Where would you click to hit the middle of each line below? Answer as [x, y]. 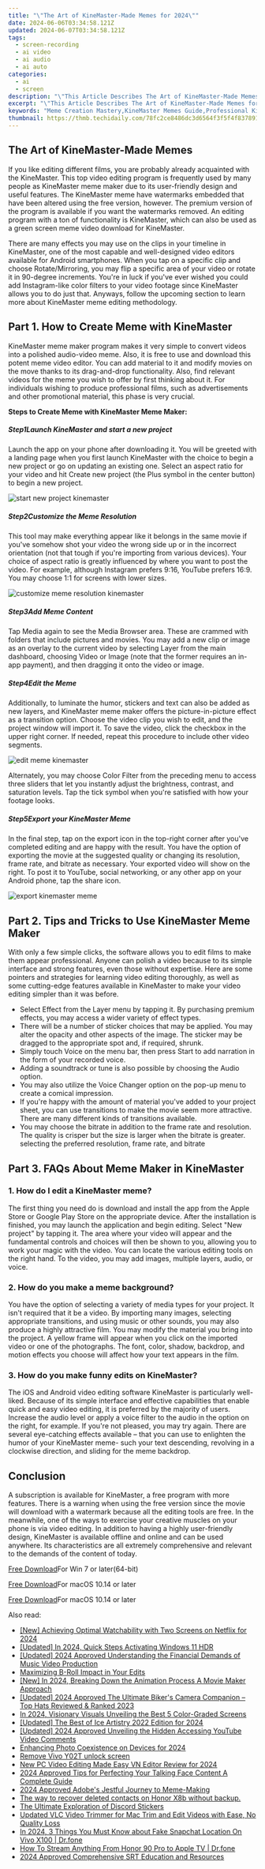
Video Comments [48, 1740]
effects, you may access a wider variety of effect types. [110, 1018]
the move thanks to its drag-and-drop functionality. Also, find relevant [121, 371]
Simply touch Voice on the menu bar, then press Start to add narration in [137, 1052]
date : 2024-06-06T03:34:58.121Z [61, 23]
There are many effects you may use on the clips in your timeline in [117, 243]
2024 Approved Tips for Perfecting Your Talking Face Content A [123, 1773]
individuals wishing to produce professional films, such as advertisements [128, 388]
